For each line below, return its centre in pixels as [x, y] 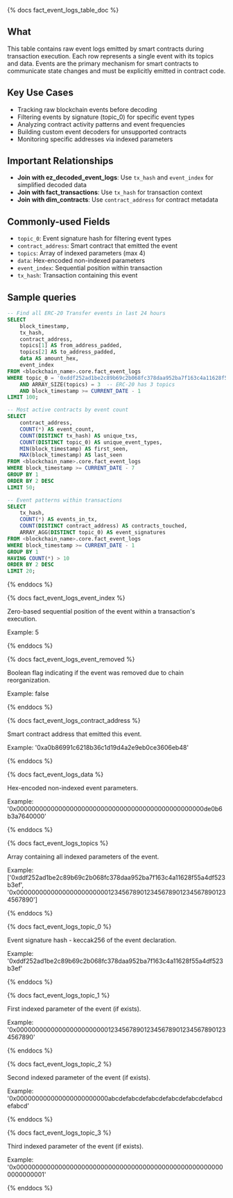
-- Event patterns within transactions [65, 500]
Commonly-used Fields [59, 222]
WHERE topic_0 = [31, 378]
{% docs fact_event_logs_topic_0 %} [60, 927]
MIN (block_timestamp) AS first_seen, [74, 449]
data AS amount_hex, [49, 359]
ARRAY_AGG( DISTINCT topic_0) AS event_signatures [93, 533]
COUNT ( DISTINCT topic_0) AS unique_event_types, [91, 442]
